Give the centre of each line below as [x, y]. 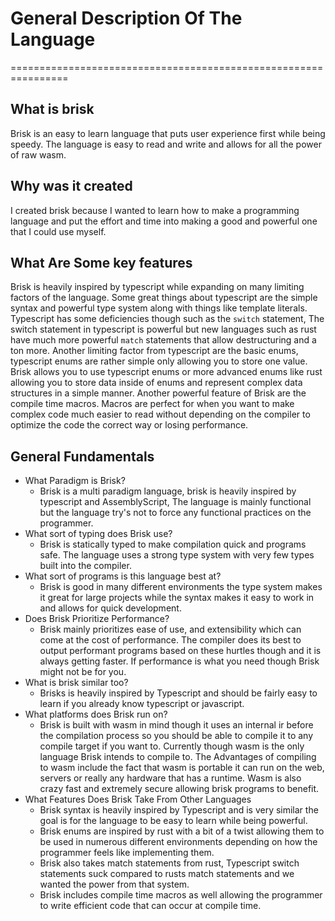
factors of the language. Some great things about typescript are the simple [164, 298]
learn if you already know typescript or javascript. [142, 704]
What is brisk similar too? [76, 683]
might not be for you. [83, 672]
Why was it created [71, 186]
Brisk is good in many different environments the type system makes [181, 587]
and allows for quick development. [110, 608]
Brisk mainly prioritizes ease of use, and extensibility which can [170, 629]
